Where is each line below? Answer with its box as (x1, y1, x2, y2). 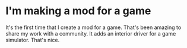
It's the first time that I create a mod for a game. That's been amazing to (5, 24, 182, 31)
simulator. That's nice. (5, 36, 60, 43)
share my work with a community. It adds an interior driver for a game (5, 30, 176, 37)
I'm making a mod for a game (5, 4, 151, 18)
